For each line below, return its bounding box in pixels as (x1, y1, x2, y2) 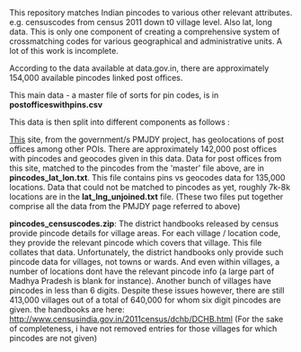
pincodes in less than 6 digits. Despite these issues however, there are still (9, 286, 285, 296)
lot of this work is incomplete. (9, 46, 119, 57)
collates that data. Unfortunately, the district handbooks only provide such (9, 247, 284, 258)
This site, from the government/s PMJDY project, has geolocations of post (9, 134, 285, 145)
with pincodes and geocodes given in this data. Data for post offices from (9, 154, 282, 164)
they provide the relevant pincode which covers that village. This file (9, 237, 262, 249)
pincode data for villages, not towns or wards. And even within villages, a (9, 257, 280, 268)
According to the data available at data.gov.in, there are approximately (9, 63, 270, 74)
